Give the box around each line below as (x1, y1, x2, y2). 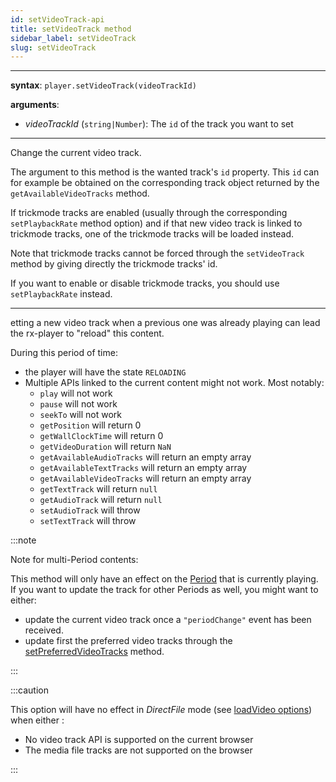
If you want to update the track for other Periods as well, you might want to (10, 584, 319, 596)
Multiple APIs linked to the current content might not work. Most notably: (24, 377, 325, 389)
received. (24, 624, 64, 636)
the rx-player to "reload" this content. (10, 327, 165, 340)
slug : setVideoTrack (10, 42, 97, 53)
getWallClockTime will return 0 (39, 430, 164, 442)
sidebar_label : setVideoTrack (10, 33, 137, 43)
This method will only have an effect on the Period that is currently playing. (10, 573, 319, 585)
